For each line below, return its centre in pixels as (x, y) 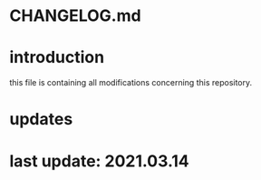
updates (41, 120)
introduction (57, 58)
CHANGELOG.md (76, 16)
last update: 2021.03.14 (99, 161)
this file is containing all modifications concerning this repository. (131, 83)
